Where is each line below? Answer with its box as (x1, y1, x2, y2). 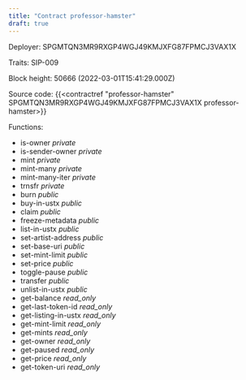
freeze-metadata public (19, 215, 100, 225)
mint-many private (19, 163, 83, 173)
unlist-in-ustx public (19, 284, 88, 294)
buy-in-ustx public (19, 198, 83, 208)
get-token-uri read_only (19, 362, 101, 372)
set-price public (19, 258, 74, 268)
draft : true (8, 19, 49, 28)
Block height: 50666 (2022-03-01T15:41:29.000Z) (8, 73, 175, 83)
